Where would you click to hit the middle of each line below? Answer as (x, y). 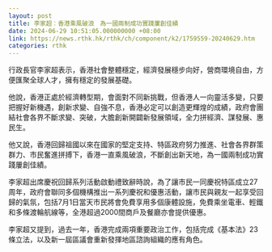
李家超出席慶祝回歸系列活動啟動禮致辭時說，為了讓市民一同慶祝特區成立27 (133, 182)
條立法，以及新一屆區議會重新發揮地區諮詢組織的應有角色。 (108, 240)
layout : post (30, 16)
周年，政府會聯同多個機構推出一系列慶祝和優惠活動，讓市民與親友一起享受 (132, 192)
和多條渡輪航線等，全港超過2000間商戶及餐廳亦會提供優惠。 (110, 212)
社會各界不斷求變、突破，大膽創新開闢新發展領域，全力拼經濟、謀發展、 (136, 117)
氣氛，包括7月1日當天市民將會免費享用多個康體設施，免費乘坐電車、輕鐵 (143, 202)
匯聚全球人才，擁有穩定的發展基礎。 (75, 80)
